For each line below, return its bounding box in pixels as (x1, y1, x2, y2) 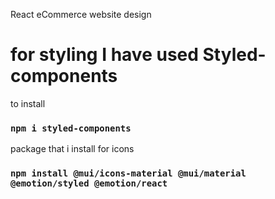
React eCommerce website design (10, 9, 152, 20)
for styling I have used (10, 44, 199, 66)
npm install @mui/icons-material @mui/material (10, 168, 247, 179)
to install (10, 97, 46, 109)
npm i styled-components (10, 122, 132, 134)
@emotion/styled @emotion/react (10, 178, 168, 189)
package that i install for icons (10, 143, 135, 155)
